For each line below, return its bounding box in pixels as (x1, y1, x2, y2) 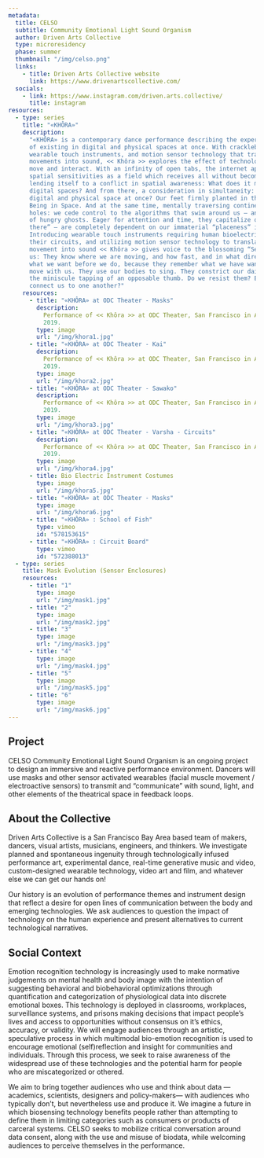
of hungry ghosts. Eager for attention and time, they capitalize (28, 216, 251, 224)
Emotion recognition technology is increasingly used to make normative (8, 967, 240, 976)
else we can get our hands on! (8, 874, 106, 884)
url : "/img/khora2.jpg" (36, 377, 114, 385)
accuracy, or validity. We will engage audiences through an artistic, (8, 1025, 225, 1035)
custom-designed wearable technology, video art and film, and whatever (8, 866, 244, 876)
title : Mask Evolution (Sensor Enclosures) (22, 567, 167, 575)
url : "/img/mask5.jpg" (36, 684, 111, 692)
